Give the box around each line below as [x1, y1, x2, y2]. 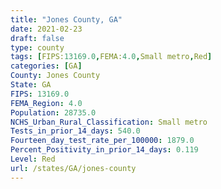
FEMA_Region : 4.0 [10, 98, 83, 108]
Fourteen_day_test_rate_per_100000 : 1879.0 [10, 136, 195, 146]
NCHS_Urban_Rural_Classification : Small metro [10, 117, 208, 127]
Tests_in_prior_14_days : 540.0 [10, 126, 141, 136]
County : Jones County [10, 71, 101, 81]
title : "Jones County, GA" [10, 14, 123, 25]
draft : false [10, 33, 65, 43]
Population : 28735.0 [10, 107, 97, 118]
